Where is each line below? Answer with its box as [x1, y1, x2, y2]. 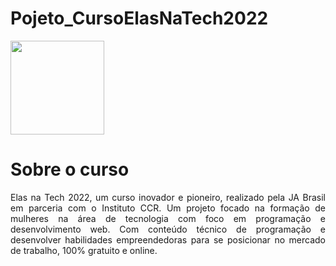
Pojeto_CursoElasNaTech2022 [10, 7, 269, 30]
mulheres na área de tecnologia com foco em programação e [10, 212, 326, 224]
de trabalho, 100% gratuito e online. [10, 244, 158, 256]
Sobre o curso [10, 158, 130, 181]
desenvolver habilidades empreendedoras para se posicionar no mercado [10, 233, 326, 246]
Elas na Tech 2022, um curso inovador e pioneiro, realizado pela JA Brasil [10, 191, 326, 203]
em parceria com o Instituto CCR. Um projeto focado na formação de [10, 202, 326, 214]
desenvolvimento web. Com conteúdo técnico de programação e [10, 223, 326, 235]
